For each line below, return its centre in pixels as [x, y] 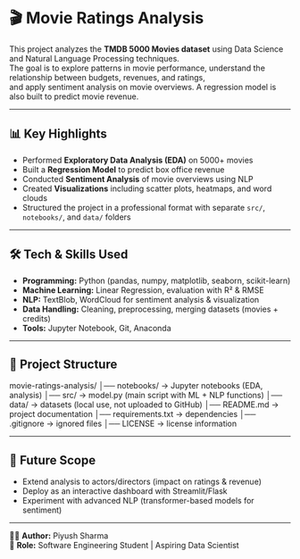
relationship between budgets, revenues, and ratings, [107, 77]
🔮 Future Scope [53, 460]
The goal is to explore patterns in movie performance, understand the [137, 68]
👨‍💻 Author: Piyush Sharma [59, 536]
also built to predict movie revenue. [74, 96]
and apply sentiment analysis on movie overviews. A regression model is [143, 87]
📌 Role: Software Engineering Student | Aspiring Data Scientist [124, 546]
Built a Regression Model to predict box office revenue [123, 169]
